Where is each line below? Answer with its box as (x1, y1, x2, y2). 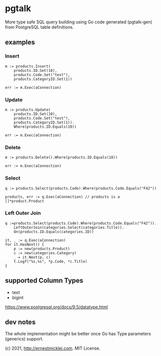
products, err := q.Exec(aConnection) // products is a (5, 194, 120, 199)
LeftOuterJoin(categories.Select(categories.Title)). (14, 225, 124, 230)
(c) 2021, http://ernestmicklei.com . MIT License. (5, 345, 101, 351)
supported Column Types (5, 276, 84, 285)
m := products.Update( (5, 107, 51, 112)
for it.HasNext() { (5, 242, 44, 247)
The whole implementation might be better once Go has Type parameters (5, 331, 151, 337)
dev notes (5, 318, 36, 326)
